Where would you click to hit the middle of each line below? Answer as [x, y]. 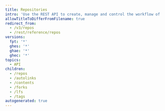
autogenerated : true [26, 101]
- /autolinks [23, 78]
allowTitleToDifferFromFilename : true [45, 19]
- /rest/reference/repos [35, 32]
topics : [13, 60]
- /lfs [16, 92]
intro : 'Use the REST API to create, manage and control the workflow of [83, 14]
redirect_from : [21, 23]
